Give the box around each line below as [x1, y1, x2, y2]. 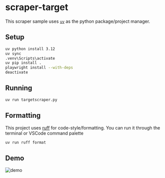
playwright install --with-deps [5, 65, 73, 70]
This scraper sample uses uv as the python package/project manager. [5, 18, 150, 24]
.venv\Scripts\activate [5, 56, 56, 61]
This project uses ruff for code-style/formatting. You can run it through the [5, 124, 160, 130]
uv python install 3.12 [5, 46, 56, 52]
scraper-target [5, 2, 69, 13]
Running [5, 84, 33, 93]
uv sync [5, 51, 22, 56]
